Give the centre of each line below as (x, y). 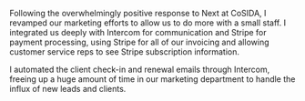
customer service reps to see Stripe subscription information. (124, 52)
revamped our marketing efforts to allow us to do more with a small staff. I (148, 23)
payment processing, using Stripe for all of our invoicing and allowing (139, 42)
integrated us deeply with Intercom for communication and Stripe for (138, 32)
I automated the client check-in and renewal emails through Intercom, (140, 69)
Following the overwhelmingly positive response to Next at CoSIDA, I (138, 13)
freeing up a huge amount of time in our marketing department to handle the (152, 79)
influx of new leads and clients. (68, 89)
